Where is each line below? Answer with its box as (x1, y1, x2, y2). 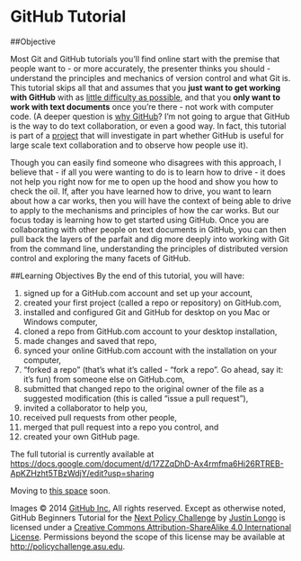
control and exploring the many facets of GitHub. (10, 252, 191, 263)
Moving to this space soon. (10, 484, 111, 496)
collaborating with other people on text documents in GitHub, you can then (10, 223, 287, 235)
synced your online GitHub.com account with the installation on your (22, 345, 278, 356)
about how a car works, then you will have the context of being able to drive (10, 195, 291, 206)
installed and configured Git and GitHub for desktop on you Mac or (22, 306, 270, 317)
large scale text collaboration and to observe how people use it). (10, 140, 249, 150)
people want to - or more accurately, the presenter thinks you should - (10, 63, 271, 74)
